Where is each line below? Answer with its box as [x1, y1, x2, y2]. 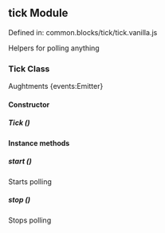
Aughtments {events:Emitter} [8, 82, 104, 91]
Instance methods [8, 138, 70, 147]
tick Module [8, 6, 69, 20]
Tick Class [8, 63, 50, 74]
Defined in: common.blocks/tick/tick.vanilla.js [8, 27, 158, 37]
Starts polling [8, 176, 52, 187]
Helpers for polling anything [8, 43, 100, 53]
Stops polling [8, 215, 52, 225]
